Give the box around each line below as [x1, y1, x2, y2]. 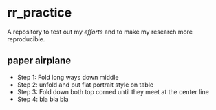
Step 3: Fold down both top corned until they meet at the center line [17, 87, 210, 96]
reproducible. [7, 34, 45, 43]
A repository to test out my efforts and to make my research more [7, 27, 193, 36]
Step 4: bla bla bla [17, 95, 69, 103]
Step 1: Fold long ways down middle [17, 73, 119, 81]
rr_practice [7, 5, 72, 21]
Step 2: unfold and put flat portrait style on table [17, 80, 153, 89]
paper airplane [7, 55, 72, 67]
